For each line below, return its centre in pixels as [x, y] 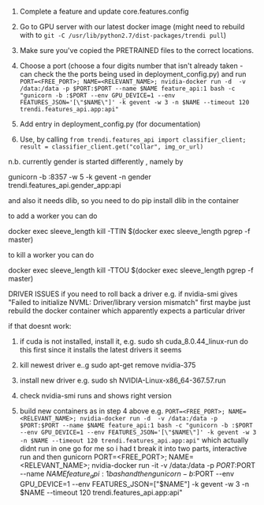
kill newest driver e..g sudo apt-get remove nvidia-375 [108, 365]
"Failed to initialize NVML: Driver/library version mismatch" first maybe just [129, 302]
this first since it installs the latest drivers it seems [100, 350]
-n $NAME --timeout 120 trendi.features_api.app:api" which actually [134, 440]
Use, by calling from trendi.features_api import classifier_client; [133, 139]
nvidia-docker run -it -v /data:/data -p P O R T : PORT [174, 465]
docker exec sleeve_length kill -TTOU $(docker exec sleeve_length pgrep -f [131, 270]
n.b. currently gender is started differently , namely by [96, 162]
